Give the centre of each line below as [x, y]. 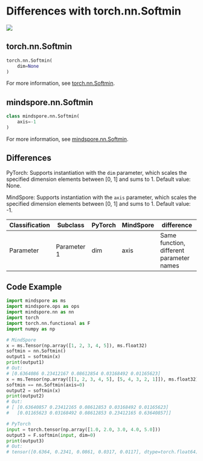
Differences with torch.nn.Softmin [94, 11]
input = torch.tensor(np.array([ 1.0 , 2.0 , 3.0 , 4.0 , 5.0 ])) [84, 430]
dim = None [28, 66]
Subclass [71, 225]
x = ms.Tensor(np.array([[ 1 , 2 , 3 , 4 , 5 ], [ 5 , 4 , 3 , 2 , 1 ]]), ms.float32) [102, 379]
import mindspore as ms [36, 301]
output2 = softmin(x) [34, 391]
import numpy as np [31, 329]
